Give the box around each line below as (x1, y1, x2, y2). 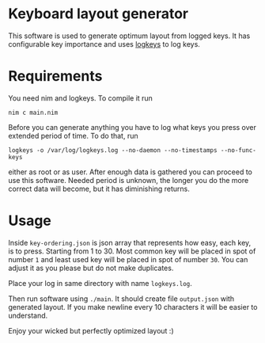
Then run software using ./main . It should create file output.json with (8, 294, 235, 303)
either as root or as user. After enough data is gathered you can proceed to (8, 167, 253, 177)
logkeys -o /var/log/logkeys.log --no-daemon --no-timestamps (8, 146, 218, 154)
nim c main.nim (8, 109, 59, 116)
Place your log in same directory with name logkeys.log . (8, 278, 192, 288)
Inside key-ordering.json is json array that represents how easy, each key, (8, 238, 252, 247)
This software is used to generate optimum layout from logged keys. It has (8, 31, 251, 40)
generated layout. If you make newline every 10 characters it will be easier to (8, 302, 258, 311)
